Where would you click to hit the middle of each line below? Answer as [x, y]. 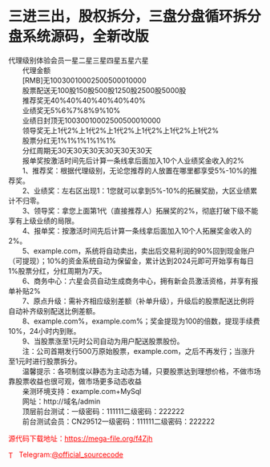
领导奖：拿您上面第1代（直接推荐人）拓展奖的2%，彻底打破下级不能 [146, 210]
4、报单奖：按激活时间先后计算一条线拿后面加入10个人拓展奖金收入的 [137, 230]
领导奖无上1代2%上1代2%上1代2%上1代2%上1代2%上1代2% [120, 130]
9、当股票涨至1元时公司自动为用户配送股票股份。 [103, 341]
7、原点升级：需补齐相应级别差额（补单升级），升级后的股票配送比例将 [138, 301]
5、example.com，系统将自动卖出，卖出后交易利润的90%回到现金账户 [138, 250]
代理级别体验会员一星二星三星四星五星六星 [79, 60]
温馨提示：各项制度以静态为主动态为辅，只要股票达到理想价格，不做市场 [141, 371]
